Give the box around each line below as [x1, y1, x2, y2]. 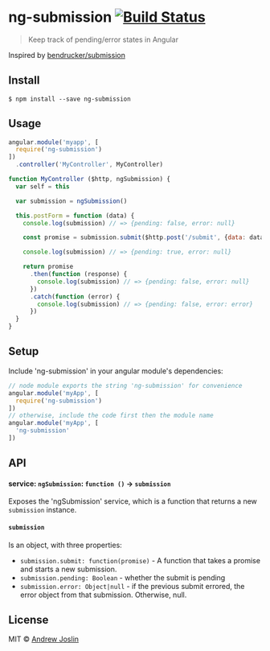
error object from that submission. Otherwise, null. [19, 590, 187, 599]
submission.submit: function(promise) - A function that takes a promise [19, 555, 261, 565]
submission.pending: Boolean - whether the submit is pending [19, 572, 226, 583]
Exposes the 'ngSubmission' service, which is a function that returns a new [8, 496, 257, 506]
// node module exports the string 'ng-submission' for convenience [8, 381, 243, 389]
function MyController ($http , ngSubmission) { [8, 175, 171, 183]
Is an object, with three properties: [8, 540, 122, 550]
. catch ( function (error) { [29, 292, 121, 301]
